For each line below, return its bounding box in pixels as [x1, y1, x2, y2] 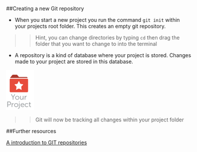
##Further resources [6, 128, 57, 134]
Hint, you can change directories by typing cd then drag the [35, 34, 180, 41]
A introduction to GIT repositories [6, 139, 87, 146]
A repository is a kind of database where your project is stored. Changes [14, 52, 192, 58]
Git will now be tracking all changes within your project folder [35, 116, 185, 123]
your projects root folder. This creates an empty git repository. [14, 23, 166, 29]
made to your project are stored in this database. [14, 58, 134, 65]
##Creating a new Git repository [6, 5, 84, 12]
